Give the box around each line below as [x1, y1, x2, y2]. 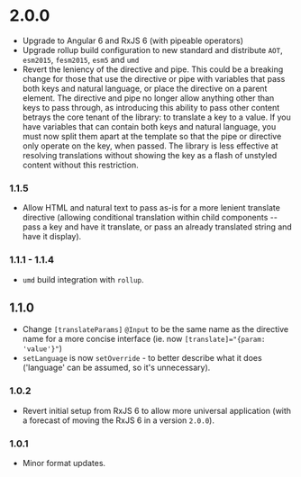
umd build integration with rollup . [22, 274, 144, 284]
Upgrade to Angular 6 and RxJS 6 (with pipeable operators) [22, 35, 244, 46]
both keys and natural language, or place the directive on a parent [22, 83, 268, 94]
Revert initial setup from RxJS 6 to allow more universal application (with [22, 405, 291, 416]
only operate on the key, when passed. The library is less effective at [22, 140, 278, 151]
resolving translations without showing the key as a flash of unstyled [22, 149, 278, 160]
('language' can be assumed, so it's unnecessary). [22, 362, 211, 373]
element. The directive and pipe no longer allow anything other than [22, 92, 275, 103]
